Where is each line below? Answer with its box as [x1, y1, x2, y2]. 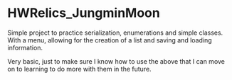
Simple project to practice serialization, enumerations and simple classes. [7, 28, 223, 37]
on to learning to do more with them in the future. [7, 64, 152, 73]
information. [7, 43, 43, 52]
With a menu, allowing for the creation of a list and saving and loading [7, 35, 212, 44]
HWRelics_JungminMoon [7, 5, 160, 21]
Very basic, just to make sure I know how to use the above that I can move [7, 57, 226, 65]
